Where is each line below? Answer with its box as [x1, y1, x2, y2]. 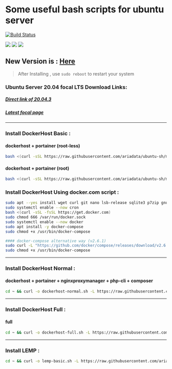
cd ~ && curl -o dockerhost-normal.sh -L [5, 289, 95, 294]
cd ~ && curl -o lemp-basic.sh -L [5, 359, 79, 364]
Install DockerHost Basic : [5, 130, 71, 137]
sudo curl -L [5, 243, 33, 248]
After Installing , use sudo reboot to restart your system [17, 70, 135, 77]
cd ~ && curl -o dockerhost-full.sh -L [5, 330, 91, 335]
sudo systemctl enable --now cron [5, 205, 79, 210]
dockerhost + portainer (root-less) [5, 142, 80, 149]
